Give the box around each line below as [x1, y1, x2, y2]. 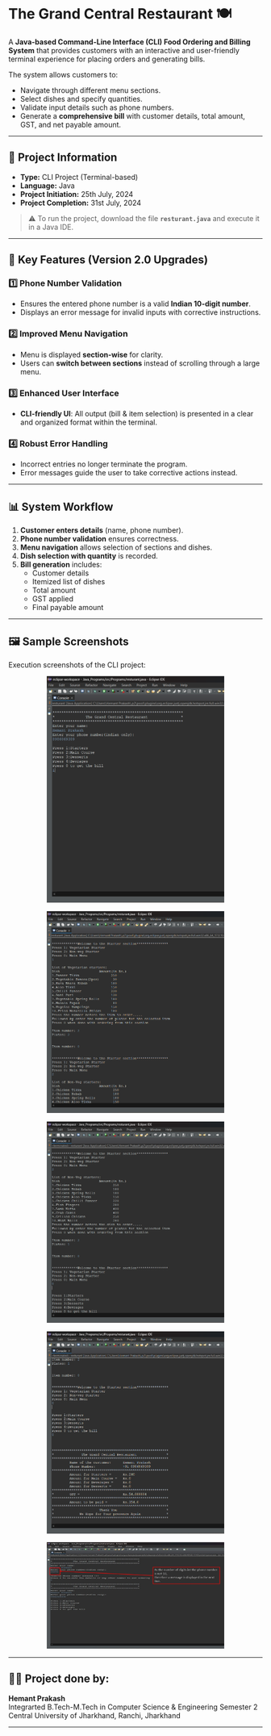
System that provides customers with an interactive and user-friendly [8, 45, 240, 55]
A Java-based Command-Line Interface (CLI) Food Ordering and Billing [8, 36, 252, 47]
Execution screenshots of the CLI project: [8, 659, 147, 669]
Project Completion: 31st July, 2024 [19, 198, 142, 207]
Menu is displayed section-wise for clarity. [19, 349, 164, 359]
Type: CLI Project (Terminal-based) [19, 172, 139, 182]
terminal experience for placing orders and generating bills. [8, 54, 206, 64]
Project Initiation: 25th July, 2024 [19, 189, 134, 199]
